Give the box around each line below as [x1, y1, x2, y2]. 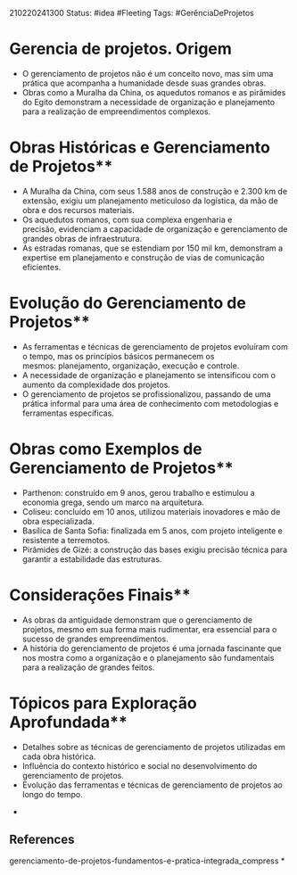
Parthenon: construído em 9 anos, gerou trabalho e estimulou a [21, 487, 256, 498]
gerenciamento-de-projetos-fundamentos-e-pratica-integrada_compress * [9, 855, 285, 866]
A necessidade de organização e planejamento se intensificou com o [21, 369, 276, 380]
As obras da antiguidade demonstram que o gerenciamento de [21, 615, 252, 625]
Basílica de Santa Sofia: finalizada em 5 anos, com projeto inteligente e [21, 525, 283, 536]
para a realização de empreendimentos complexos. [21, 106, 211, 117]
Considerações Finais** [9, 584, 192, 605]
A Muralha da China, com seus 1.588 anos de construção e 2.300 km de [21, 186, 288, 196]
